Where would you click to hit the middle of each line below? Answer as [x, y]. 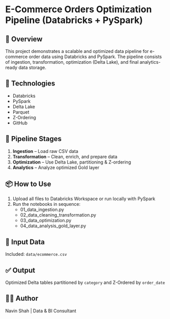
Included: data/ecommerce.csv [36, 254]
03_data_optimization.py [46, 221]
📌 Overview [24, 39]
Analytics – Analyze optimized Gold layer [56, 167]
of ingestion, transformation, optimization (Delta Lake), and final [72, 62]
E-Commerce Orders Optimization [79, 9]
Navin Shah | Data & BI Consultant [41, 311]
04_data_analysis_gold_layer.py [53, 226]
